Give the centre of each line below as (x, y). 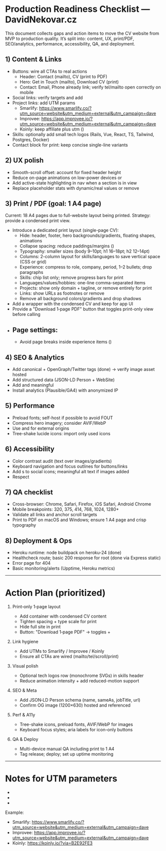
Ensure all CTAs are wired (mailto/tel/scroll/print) (69, 657)
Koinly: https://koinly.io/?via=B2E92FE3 (52, 843)
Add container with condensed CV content (63, 616)
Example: (15, 812)
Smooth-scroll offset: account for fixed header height (66, 172)
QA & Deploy (25, 739)
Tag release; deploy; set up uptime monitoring (66, 754)
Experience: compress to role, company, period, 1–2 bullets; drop (86, 267)
